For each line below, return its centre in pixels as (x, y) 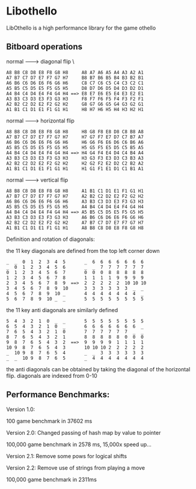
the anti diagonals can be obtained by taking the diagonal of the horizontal (98, 369)
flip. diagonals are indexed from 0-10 (52, 376)
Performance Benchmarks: (58, 395)
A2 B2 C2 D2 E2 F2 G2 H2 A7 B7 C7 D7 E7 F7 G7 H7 (75, 222)
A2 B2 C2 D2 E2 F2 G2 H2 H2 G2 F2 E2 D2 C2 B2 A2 (75, 163)
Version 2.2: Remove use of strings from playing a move (76, 468)
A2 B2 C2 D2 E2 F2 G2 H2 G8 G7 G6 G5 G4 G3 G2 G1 (75, 104)
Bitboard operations (44, 47)
